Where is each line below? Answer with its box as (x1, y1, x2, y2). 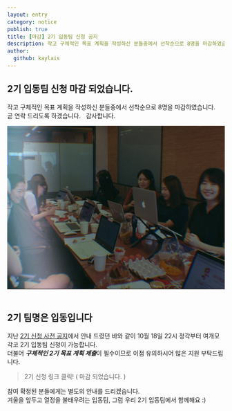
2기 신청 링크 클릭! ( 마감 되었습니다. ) (23, 372, 126, 381)
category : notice (7, 18, 57, 26)
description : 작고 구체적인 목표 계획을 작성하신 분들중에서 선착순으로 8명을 (7, 40, 200, 48)
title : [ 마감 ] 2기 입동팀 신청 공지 (7, 33, 98, 40)
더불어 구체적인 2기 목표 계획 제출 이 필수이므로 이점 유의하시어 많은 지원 (7, 349, 200, 357)
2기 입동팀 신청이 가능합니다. (19, 340, 98, 349)
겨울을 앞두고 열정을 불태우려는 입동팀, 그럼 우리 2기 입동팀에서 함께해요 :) (7, 395, 206, 404)
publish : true (7, 26, 48, 33)
